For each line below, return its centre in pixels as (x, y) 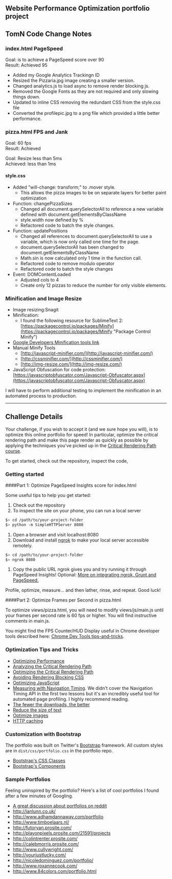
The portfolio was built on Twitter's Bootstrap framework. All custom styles (84, 745)
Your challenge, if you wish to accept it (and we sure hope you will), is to (82, 429)
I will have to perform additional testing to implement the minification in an (83, 390)
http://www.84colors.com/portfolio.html (55, 871)
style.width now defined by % (52, 219)
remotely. (23, 545)
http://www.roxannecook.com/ (45, 866)
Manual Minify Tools (34, 348)
